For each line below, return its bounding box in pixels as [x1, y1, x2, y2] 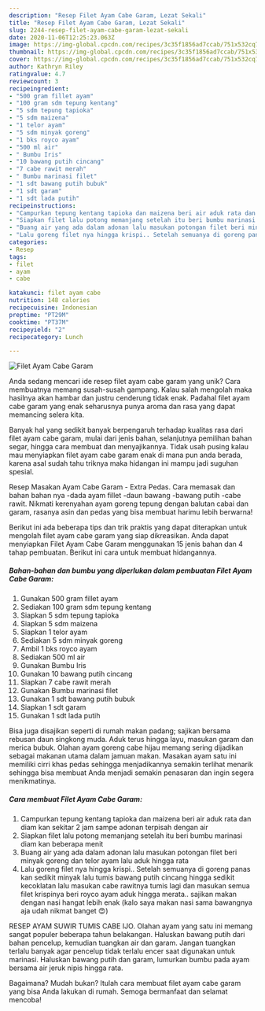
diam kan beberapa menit [20, 839, 104, 849]
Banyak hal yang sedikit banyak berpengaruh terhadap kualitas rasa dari [9, 426, 243, 435]
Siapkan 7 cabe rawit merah [20, 677, 112, 687]
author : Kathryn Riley [9, 63, 83, 71]
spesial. [9, 467, 35, 477]
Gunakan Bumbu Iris [20, 661, 86, 670]
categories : [9, 238, 48, 246]
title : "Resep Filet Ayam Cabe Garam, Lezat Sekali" [9, 19, 186, 27]
